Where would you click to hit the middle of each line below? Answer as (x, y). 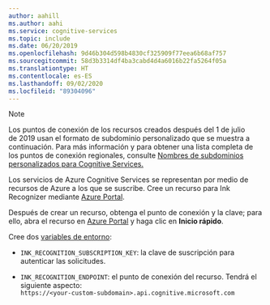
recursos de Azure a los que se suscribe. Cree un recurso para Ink (120, 189)
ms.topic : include (39, 38)
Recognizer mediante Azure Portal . (67, 197)
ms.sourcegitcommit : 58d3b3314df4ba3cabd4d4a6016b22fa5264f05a (118, 61)
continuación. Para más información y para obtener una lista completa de (131, 147)
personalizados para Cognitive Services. (76, 164)
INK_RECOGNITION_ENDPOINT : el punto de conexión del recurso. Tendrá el (138, 277)
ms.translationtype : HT (49, 69)
